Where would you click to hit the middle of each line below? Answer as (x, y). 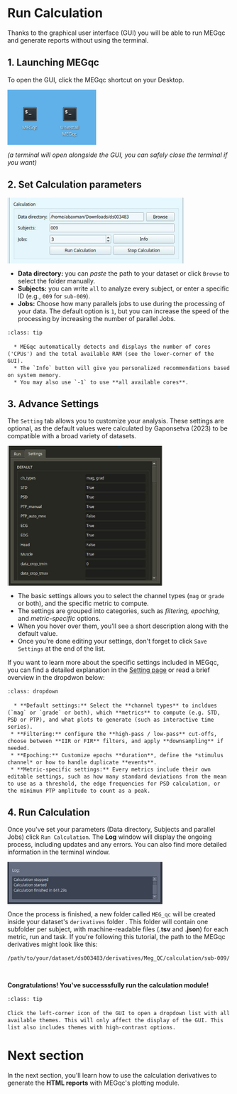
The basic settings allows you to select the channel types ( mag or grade (121, 595)
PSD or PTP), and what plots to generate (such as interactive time (111, 720)
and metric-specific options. (59, 618)
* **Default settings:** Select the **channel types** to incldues (116, 705)
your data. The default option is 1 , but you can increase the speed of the (123, 311)
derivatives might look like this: (53, 944)
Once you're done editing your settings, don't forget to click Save (112, 641)
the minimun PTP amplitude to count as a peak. (79, 791)
